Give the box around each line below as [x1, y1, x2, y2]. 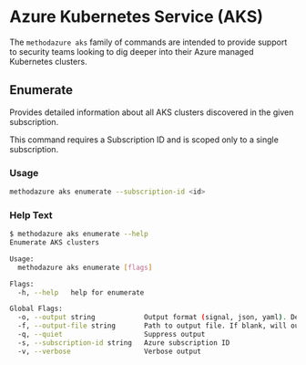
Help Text [9, 208, 53, 221]
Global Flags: [9, 304, 64, 314]
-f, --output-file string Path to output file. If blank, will [17, 321, 287, 330]
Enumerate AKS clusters [9, 238, 100, 247]
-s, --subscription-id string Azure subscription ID [17, 338, 230, 348]
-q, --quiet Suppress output [17, 330, 206, 339]
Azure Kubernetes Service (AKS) [9, 6, 264, 27]
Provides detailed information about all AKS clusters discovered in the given [9, 107, 294, 118]
